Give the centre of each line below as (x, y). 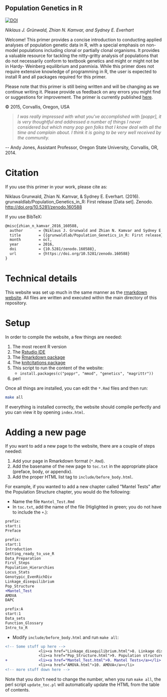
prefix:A (14, 609)
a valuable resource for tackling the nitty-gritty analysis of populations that (82, 55)
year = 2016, (32, 244)
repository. (16, 303)
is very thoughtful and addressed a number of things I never (79, 121)
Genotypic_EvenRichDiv (29, 577)
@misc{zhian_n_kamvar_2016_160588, (42, 226)
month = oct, (31, 240)
